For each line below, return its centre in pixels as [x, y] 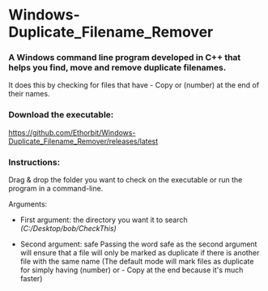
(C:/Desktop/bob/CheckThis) [68, 229]
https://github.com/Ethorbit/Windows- [72, 132]
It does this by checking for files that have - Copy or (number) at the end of [134, 85]
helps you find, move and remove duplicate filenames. [117, 68]
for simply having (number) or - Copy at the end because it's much [132, 270]
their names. [29, 94]
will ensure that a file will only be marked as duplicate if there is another [140, 253]
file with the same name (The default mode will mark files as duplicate [137, 262]
